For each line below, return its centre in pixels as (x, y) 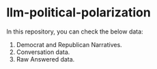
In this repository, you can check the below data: (75, 31)
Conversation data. (43, 52)
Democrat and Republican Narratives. (69, 44)
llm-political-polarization (78, 13)
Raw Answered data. (45, 59)
